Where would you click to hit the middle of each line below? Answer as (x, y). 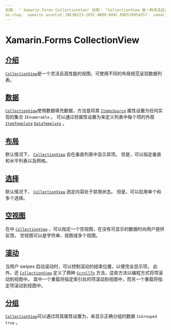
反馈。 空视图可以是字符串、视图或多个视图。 (53, 235)
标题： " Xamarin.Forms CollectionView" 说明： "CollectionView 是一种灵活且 (85, 10)
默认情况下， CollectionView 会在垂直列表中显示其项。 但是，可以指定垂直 (83, 154)
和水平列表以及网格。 (27, 161)
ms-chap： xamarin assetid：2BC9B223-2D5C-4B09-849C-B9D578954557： (78, 15)
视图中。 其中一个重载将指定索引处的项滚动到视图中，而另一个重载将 (86, 279)
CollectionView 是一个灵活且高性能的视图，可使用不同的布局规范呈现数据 (81, 73)
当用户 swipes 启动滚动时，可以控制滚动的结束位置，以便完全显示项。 (79, 266)
